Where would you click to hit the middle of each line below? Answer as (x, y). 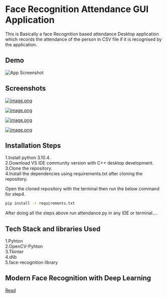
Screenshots (26, 88)
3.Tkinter (15, 252)
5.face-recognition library (32, 262)
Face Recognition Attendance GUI (77, 9)
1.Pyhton (14, 241)
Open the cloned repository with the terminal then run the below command (82, 189)
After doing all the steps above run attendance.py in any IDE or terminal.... (81, 213)
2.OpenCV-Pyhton (24, 246)
